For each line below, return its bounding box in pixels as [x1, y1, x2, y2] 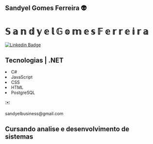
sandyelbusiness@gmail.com [5, 111, 64, 117]
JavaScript [11, 74, 33, 80]
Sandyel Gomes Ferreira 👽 [5, 4, 87, 12]
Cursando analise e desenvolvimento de [5, 125, 130, 133]
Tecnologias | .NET [5, 56, 64, 64]
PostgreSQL [11, 90, 35, 96]
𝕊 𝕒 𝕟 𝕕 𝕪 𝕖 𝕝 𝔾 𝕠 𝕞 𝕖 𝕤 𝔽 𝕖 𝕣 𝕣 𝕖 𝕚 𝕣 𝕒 [5, 26, 149, 37]
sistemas [5, 132, 34, 141]
